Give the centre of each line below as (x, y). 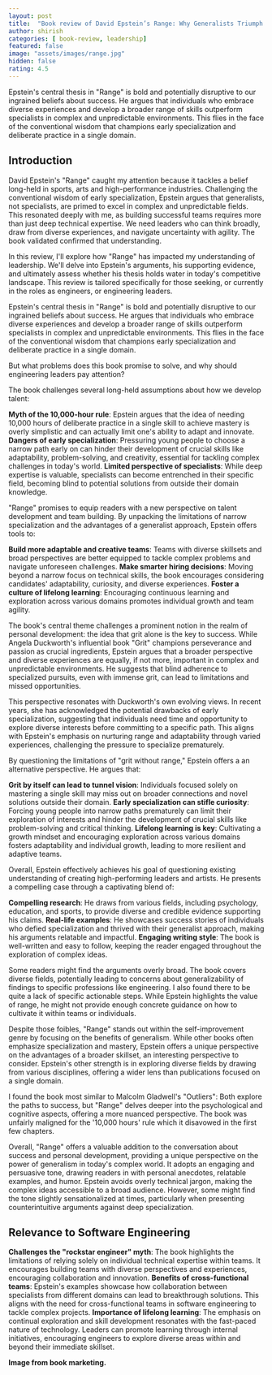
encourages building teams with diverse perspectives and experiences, (128, 1269)
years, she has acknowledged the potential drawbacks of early (114, 710)
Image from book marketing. (58, 1363)
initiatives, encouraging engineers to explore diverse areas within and (125, 1338)
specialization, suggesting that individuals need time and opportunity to (128, 719)
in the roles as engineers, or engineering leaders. (91, 291)
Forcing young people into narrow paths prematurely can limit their (120, 811)
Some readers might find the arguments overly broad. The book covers (127, 970)
